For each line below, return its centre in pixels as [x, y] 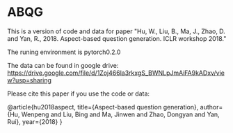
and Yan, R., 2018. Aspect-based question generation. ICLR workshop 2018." [117, 38]
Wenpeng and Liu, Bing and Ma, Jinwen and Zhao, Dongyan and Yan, [121, 114]
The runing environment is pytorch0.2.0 [64, 52]
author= [211, 107]
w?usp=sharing [30, 80]
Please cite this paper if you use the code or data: [79, 94]
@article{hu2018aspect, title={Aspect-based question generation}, [103, 107]
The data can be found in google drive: [63, 65]
